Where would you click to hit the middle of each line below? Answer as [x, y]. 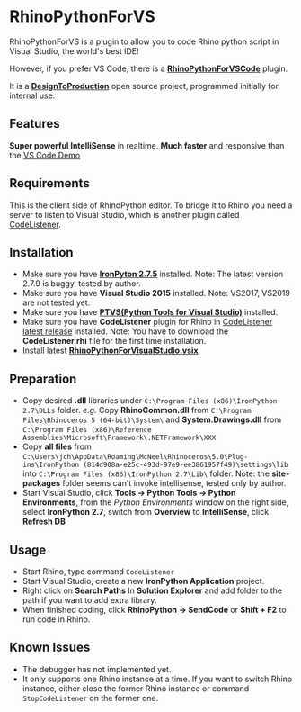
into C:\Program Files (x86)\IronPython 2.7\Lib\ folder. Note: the [146, 473]
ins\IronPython [51, 465]
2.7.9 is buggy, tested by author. [81, 284]
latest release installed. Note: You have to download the [125, 331]
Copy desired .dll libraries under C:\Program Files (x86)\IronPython [150, 401]
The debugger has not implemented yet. [97, 669]
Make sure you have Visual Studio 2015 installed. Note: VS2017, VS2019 [156, 293]
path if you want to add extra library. [89, 600]
